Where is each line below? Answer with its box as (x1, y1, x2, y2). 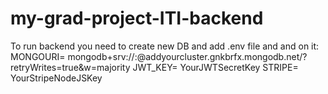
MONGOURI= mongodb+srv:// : (10, 50, 138, 62)
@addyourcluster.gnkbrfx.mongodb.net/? (136, 50, 308, 62)
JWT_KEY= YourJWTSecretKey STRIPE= (132, 61, 299, 73)
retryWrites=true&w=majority (10, 61, 131, 73)
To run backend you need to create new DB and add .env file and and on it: (10, 40, 320, 52)
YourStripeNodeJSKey (10, 72, 103, 84)
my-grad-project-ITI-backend (10, 7, 264, 30)
